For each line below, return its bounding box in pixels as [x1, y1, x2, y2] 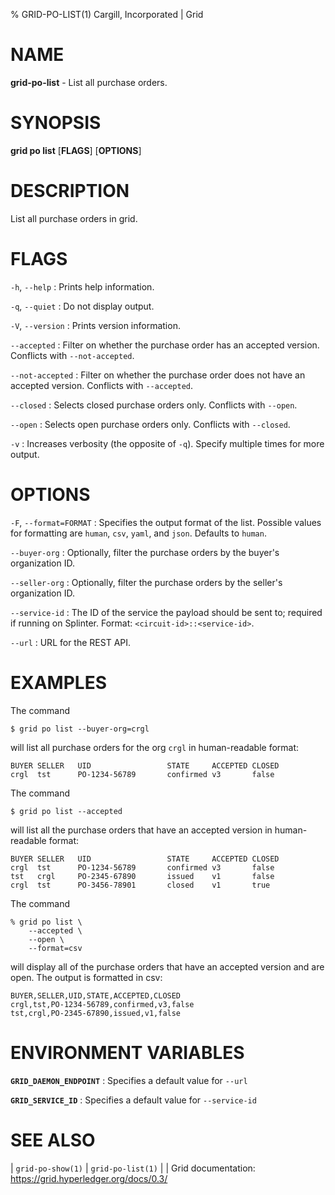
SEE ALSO [10, 1129, 96, 1151]
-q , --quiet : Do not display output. [10, 300, 155, 312]
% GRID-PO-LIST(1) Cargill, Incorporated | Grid [10, 9, 204, 20]
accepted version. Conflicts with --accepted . [10, 379, 194, 391]
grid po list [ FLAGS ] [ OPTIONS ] [10, 144, 142, 156]
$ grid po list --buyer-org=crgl [10, 724, 150, 734]
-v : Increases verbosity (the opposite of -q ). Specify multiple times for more [10, 437, 325, 449]
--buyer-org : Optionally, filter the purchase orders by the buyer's [10, 546, 280, 558]
